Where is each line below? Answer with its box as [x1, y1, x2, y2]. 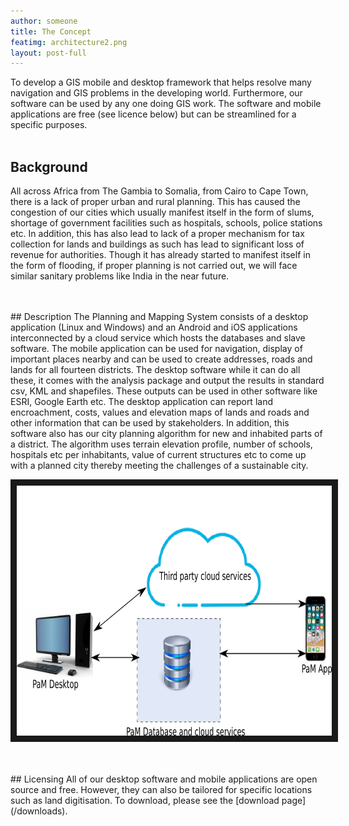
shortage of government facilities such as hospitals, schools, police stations [10, 217, 323, 229]
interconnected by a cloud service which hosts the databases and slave [10, 332, 306, 344]
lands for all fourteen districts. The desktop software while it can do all [10, 364, 301, 376]
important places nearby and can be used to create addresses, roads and [10, 353, 313, 365]
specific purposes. [10, 119, 88, 131]
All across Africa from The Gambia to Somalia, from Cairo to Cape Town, [10, 185, 309, 197]
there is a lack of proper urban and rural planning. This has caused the [10, 196, 301, 208]
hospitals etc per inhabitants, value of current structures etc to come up [10, 449, 307, 461]
